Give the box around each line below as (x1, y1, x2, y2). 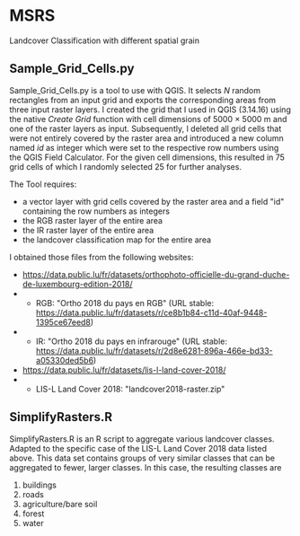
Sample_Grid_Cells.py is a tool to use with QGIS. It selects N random (9, 84, 261, 95)
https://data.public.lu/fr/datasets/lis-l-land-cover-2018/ (22, 365, 226, 375)
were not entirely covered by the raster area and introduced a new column (9, 132, 285, 144)
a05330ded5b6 (35, 355, 94, 365)
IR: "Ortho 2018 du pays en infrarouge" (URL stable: (35, 336, 227, 347)
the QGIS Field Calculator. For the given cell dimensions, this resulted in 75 (9, 152, 286, 163)
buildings (22, 479, 57, 490)
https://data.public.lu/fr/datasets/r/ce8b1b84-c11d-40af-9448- (35, 307, 268, 318)
